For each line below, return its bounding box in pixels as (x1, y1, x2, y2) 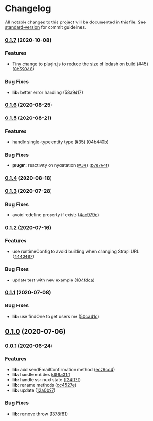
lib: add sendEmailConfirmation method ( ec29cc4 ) (12, 367, 115, 373)
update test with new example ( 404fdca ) (12, 277, 95, 283)
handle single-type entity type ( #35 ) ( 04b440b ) (12, 139, 109, 145)
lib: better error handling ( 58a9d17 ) (12, 89, 83, 95)
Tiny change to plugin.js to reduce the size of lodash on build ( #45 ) (12, 61, 149, 67)
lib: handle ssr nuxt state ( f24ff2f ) (12, 377, 81, 383)
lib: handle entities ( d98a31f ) (12, 372, 71, 377)
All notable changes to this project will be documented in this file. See (5, 19, 146, 25)
